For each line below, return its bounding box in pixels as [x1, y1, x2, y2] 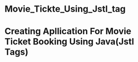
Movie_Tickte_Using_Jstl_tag [4, 3, 126, 15]
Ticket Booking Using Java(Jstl [4, 36, 135, 47]
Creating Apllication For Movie [4, 26, 132, 37]
